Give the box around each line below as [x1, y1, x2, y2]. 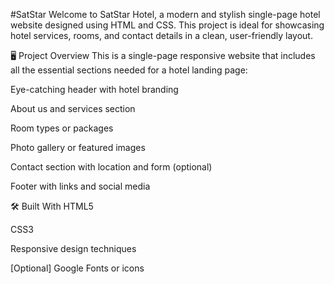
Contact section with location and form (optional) [10, 161, 213, 173]
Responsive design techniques [10, 243, 137, 254]
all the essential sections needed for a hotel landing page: [10, 64, 248, 76]
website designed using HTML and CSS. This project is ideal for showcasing [10, 19, 325, 31]
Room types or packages [10, 122, 114, 134]
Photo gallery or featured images [10, 142, 146, 153]
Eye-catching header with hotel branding [10, 84, 179, 95]
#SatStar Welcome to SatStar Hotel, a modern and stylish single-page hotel [10, 9, 321, 20]
